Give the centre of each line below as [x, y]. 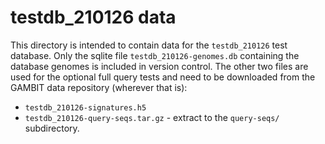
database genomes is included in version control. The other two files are [159, 66]
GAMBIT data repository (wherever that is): [99, 87]
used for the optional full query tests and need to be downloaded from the [163, 77]
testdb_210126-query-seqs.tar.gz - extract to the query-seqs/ [152, 117]
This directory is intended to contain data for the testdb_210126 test [149, 45]
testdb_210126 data [93, 17]
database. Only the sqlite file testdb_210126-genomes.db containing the [155, 55]
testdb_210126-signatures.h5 [85, 107]
